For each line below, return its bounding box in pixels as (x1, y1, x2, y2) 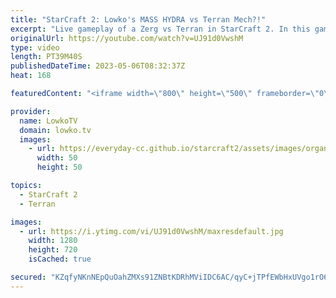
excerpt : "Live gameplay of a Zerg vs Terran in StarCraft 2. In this (10, 24, 311, 34)
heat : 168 (10, 71, 52, 81)
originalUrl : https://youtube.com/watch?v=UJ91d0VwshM (10, 33, 244, 43)
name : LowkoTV (19, 116, 78, 126)
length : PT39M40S (10, 52, 83, 62)
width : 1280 (28, 236, 78, 246)
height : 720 (28, 245, 78, 255)
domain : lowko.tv (19, 125, 92, 135)
